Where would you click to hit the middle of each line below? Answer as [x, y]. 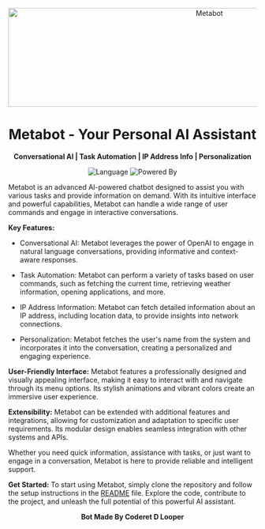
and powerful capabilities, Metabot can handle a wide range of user [118, 204]
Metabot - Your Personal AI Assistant [132, 135]
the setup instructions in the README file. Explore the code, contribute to [127, 493]
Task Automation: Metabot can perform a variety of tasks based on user [137, 275]
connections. [41, 323]
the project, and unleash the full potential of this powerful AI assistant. [122, 501]
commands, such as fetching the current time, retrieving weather [125, 283]
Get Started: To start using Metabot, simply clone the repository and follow [130, 484]
